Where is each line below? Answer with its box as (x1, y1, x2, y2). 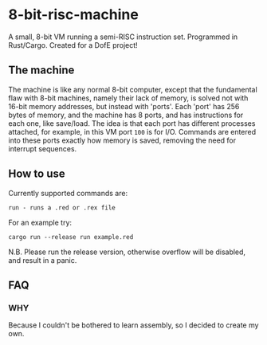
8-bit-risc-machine (8, 6, 139, 24)
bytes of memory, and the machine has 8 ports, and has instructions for (8, 110, 244, 120)
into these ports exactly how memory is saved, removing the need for (8, 135, 237, 145)
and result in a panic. (8, 255, 77, 265)
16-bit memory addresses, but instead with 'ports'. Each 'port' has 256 (8, 101, 240, 111)
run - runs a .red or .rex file (8, 203, 116, 212)
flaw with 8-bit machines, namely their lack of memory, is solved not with (8, 93, 249, 103)
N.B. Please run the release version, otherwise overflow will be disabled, (8, 247, 245, 257)
